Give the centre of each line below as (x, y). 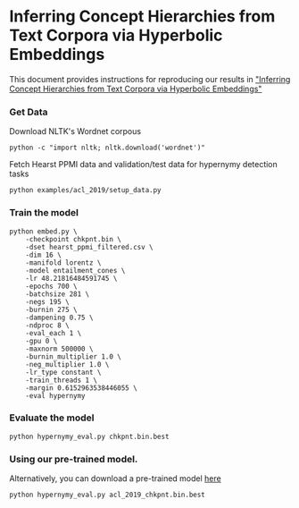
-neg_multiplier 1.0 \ (67, 364)
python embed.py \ (43, 231)
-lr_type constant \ (63, 372)
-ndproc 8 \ (47, 325)
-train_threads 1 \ (62, 380)
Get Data (29, 112)
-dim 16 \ (44, 255)
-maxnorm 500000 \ (59, 349)
